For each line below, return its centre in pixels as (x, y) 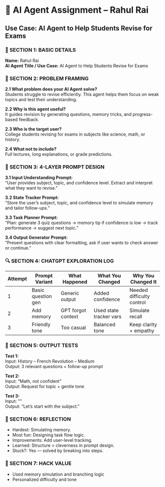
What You (109, 276)
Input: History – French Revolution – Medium (50, 361)
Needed (139, 290)
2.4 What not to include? (31, 149)
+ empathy (142, 330)
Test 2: (12, 376)
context (69, 316)
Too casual (73, 327)
